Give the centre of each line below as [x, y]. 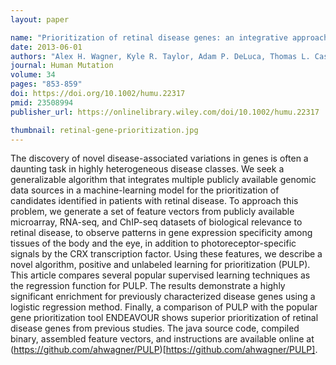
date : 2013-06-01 [46, 47]
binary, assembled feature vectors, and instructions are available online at [162, 339]
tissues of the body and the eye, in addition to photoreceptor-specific [153, 243]
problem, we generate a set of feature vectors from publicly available [152, 212]
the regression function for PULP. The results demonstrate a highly [148, 286]
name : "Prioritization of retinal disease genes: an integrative [149, 37]
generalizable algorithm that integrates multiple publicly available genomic [163, 180]
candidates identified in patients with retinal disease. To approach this [154, 201]
